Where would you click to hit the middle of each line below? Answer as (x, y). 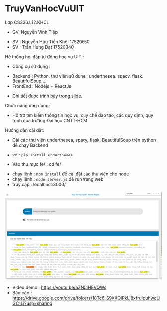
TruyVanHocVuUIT (45, 9)
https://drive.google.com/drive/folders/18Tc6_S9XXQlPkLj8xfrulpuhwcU (86, 298)
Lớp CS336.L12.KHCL (27, 22)
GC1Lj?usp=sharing (32, 303)
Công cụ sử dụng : (31, 66)
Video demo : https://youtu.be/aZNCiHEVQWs (59, 287)
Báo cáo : (22, 293)
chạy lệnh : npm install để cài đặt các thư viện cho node (71, 174)
